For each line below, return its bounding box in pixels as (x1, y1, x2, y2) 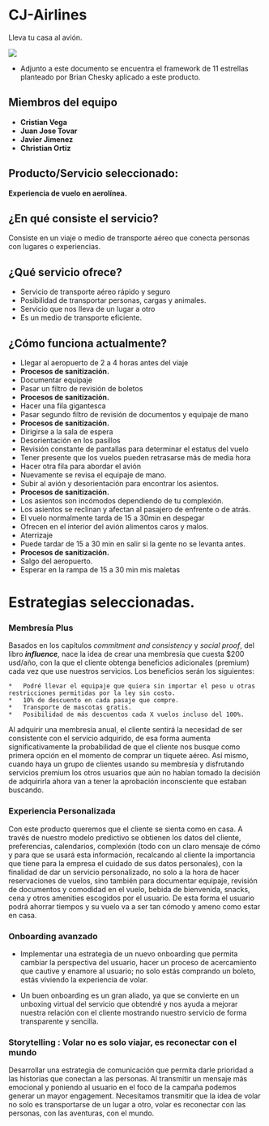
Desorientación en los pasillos (19, 436, 121, 445)
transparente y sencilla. (19, 1016, 99, 1026)
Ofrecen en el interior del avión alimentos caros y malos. (19, 522, 209, 531)
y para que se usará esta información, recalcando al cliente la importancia (8, 850, 255, 860)
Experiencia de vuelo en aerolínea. (8, 188, 127, 198)
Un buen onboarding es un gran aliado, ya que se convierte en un (19, 990, 240, 1000)
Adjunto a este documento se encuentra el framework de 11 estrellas (19, 63, 249, 73)
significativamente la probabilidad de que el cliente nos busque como (8, 742, 241, 752)
